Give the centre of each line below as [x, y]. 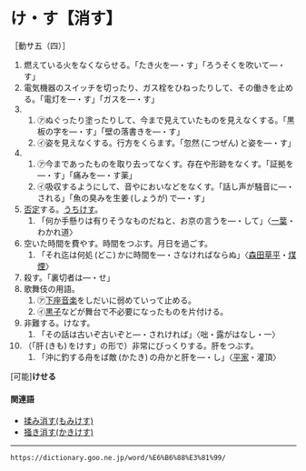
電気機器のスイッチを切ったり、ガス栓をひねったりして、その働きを [150, 87]
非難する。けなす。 [59, 323]
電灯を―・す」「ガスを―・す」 [101, 99]
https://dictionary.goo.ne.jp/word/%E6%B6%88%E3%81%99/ [118, 458]
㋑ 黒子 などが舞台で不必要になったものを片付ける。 [133, 311]
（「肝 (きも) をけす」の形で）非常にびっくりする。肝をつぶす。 [141, 346]
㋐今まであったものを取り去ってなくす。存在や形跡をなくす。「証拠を [165, 164]
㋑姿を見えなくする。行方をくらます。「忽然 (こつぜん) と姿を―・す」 [166, 143]
